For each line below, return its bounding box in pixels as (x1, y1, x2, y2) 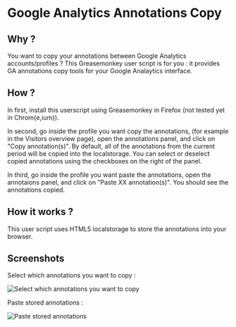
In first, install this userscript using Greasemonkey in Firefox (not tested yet (7, 106, 225, 114)
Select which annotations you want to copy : (7, 271, 136, 280)
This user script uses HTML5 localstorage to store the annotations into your (7, 224, 227, 233)
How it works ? (7, 206, 74, 218)
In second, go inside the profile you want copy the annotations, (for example (7, 127, 229, 135)
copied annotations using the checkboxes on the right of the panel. (7, 156, 202, 165)
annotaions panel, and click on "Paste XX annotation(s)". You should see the (7, 178, 229, 186)
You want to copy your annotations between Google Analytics (7, 51, 187, 60)
